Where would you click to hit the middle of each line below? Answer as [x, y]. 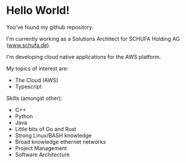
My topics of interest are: [37, 68]
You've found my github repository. [50, 27]
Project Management [41, 148]
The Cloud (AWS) [36, 80]
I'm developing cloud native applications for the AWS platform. [84, 57]
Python [24, 116]
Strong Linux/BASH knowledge [53, 135]
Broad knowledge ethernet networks [60, 141]
